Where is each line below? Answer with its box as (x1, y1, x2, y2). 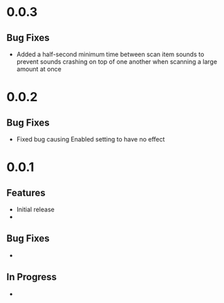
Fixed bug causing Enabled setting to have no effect (16, 135, 165, 143)
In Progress (6, 271, 57, 283)
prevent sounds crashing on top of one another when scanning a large (16, 58, 218, 66)
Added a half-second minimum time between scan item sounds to (16, 50, 205, 58)
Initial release (16, 205, 55, 214)
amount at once (16, 65, 62, 73)
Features (6, 187, 46, 198)
